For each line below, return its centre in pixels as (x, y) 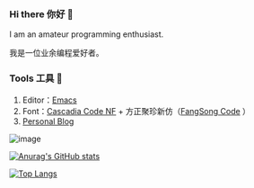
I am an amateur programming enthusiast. (87, 34)
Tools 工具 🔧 (36, 78)
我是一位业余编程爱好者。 (57, 53)
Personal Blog (48, 121)
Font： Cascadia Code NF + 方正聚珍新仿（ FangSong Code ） (136, 111)
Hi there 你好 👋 (41, 13)
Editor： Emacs (50, 100)
